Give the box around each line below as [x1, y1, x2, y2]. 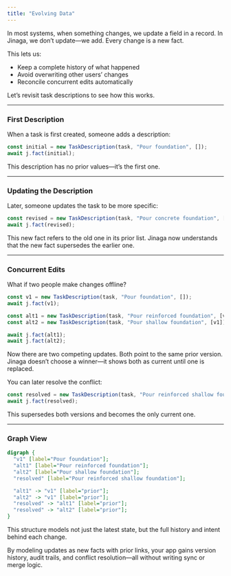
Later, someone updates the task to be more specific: [7, 201, 158, 210]
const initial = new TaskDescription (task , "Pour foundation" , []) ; [7, 143, 208, 150]
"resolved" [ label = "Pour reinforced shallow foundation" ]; [13, 475, 186, 482]
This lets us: [7, 50, 42, 58]
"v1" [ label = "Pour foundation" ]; [13, 456, 109, 463]
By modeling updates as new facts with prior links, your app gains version [7, 546, 217, 555]
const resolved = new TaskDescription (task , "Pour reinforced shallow [7, 392, 214, 398]
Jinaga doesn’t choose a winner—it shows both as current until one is [7, 357, 205, 365]
